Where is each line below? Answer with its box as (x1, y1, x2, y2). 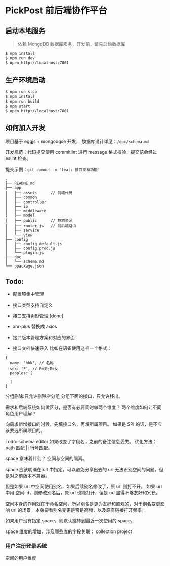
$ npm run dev (5, 55, 35, 61)
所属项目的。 (18, 427, 46, 434)
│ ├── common (5, 195, 37, 200)
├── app (5, 185, 22, 190)
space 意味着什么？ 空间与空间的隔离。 (5, 455, 87, 462)
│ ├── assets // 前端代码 (5, 190, 73, 195)
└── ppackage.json (5, 263, 44, 269)
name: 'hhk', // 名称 (10, 361, 54, 366)
